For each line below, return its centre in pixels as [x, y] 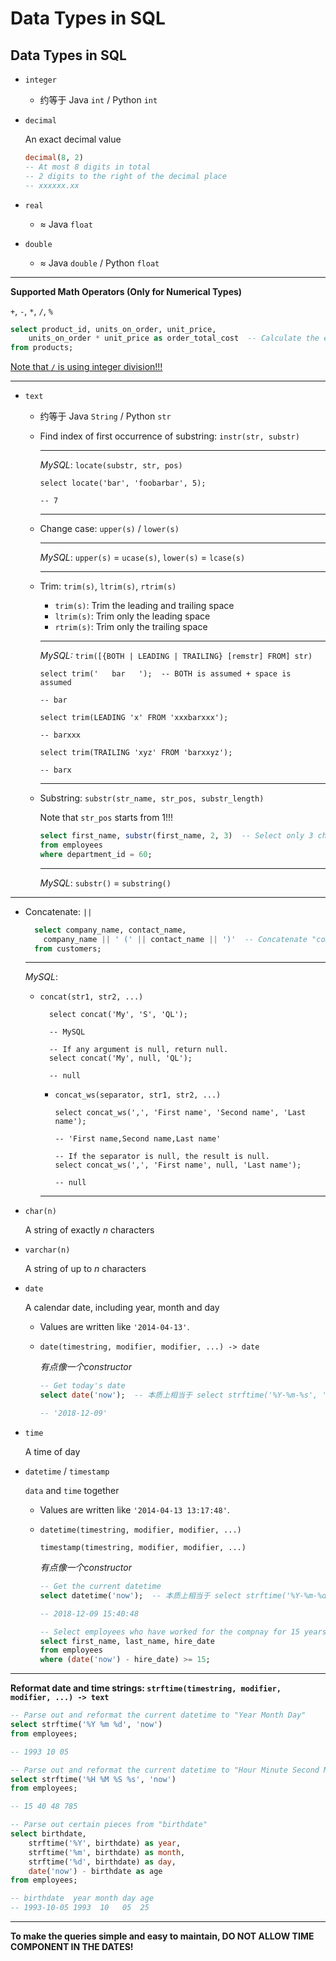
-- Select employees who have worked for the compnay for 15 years [183, 1632]
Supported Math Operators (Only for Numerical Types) [126, 291]
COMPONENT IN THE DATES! [72, 1946]
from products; [42, 348]
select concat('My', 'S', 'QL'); [118, 1015]
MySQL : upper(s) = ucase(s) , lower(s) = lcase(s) [142, 558]
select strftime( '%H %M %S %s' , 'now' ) [93, 1779]
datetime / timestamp [67, 1471]
